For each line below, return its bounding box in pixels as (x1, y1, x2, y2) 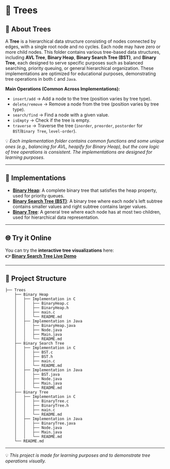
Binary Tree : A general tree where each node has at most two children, (12, 209, 161, 215)
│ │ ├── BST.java (14, 372, 60, 377)
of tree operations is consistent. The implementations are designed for (5, 149, 153, 155)
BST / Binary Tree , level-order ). (12, 128, 77, 134)
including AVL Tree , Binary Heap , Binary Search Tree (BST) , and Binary (5, 54, 157, 60)
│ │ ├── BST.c (14, 350, 53, 355)
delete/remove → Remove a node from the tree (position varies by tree (12, 101, 159, 107)
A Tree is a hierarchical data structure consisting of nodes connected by (5, 38, 156, 44)
